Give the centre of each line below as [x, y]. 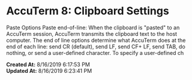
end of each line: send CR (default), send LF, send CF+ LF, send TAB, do [96, 47]
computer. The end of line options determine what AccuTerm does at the [96, 40]
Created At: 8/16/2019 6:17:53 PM [48, 64]
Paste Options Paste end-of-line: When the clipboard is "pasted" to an [93, 27]
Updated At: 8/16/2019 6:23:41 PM [49, 70]
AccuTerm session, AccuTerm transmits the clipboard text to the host [92, 33]
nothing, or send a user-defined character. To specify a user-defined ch [95, 53]
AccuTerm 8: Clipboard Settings [88, 11]
